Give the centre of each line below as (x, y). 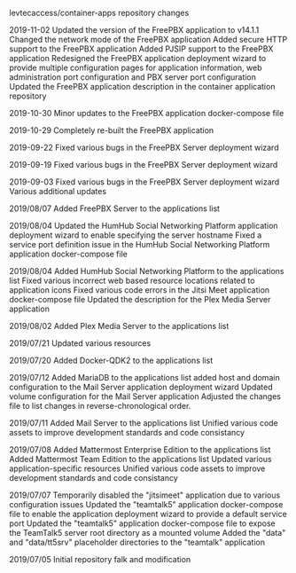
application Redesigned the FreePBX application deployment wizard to (138, 58)
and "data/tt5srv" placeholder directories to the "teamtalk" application (137, 542)
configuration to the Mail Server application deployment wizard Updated (141, 387)
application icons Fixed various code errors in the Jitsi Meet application (140, 290)
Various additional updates (58, 191)
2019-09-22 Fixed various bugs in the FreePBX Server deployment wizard (144, 147)
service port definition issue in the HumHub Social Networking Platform (140, 244)
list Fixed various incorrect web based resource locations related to (132, 280)
